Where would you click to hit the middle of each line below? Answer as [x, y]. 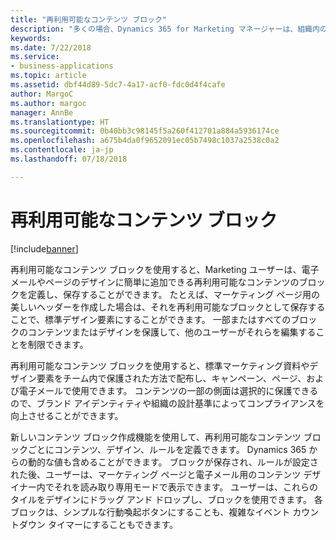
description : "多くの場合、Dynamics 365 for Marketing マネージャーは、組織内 [165, 29]
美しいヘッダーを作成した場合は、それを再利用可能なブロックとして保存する [168, 307]
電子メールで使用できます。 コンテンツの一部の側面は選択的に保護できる [168, 390]
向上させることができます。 [67, 415]
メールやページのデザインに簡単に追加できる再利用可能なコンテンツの [155, 282]
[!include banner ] [44, 248]
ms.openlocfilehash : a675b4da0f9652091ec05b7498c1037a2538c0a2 [145, 141]
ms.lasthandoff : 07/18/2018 [69, 159]
